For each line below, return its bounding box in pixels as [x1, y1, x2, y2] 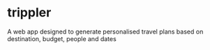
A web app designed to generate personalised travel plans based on [7, 27, 204, 36]
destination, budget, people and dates [7, 34, 117, 42]
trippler [7, 5, 52, 21]
